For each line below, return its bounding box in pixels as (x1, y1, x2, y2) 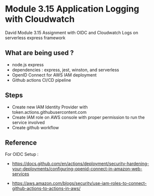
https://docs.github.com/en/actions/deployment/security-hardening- (12, 161, 149, 166)
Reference (5, 138, 37, 147)
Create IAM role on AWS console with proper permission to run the (12, 114, 145, 120)
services (12, 171, 29, 177)
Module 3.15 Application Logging (5, 3, 140, 15)
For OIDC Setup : (5, 151, 39, 157)
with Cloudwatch (5, 14, 75, 25)
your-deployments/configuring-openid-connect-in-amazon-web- (12, 166, 142, 172)
